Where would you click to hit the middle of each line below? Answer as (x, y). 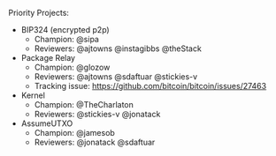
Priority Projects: (39, 13)
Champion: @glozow (72, 67)
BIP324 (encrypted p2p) (65, 30)
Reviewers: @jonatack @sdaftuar (95, 142)
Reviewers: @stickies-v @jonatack (97, 114)
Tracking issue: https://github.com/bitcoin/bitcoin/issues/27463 (150, 86)
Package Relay (48, 58)
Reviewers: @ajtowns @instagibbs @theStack (118, 48)
